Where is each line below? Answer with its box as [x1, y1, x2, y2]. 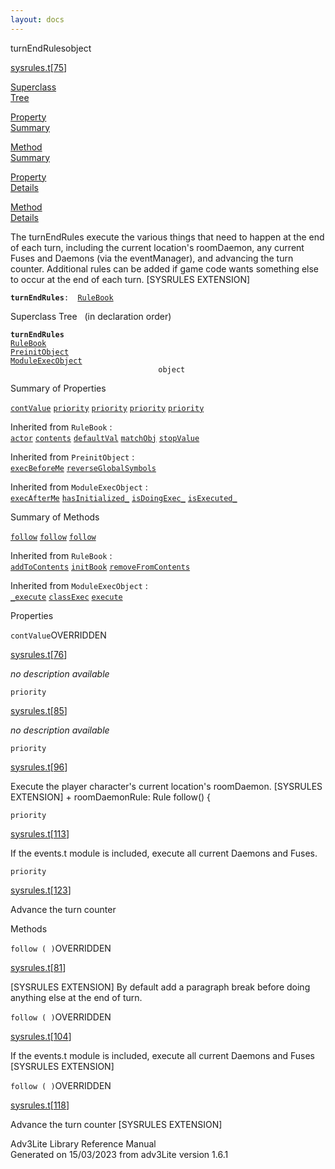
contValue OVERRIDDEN [10, 629, 107, 641]
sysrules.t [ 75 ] [10, 61, 68, 73]
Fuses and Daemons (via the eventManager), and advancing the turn [10, 252, 294, 264]
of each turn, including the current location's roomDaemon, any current [10, 241, 305, 253]
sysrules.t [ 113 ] [10, 827, 70, 840]
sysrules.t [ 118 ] [10, 1099, 70, 1111]
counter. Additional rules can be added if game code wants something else [10, 262, 320, 275]
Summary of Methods [10, 511, 100, 523]
